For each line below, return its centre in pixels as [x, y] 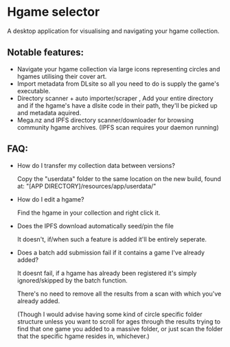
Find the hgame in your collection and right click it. [89, 213]
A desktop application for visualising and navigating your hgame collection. [113, 31]
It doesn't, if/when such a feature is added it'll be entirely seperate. [112, 239]
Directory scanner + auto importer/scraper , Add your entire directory [115, 98]
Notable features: [46, 52]
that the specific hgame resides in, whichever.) [83, 336]
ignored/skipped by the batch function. [72, 280]
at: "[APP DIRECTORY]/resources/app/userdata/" [87, 186]
